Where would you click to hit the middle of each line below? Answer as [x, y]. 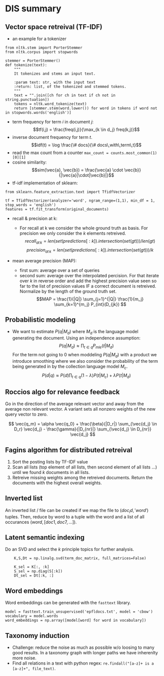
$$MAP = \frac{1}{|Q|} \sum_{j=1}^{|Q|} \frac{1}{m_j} [90, 299]
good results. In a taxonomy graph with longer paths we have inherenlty [85, 653]
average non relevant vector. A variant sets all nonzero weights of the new [81, 409]
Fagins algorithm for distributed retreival [69, 450]
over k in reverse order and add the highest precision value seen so [88, 281]
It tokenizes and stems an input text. [55, 74]
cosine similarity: [29, 162]
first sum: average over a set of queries [60, 270]
